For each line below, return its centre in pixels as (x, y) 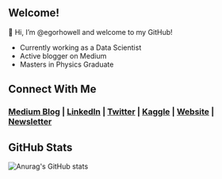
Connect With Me (52, 89)
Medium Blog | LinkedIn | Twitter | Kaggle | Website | (111, 112)
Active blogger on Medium (63, 55)
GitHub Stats (40, 147)
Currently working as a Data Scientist (80, 48)
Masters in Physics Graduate (67, 64)
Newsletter (30, 122)
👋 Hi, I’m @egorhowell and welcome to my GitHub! (90, 32)
